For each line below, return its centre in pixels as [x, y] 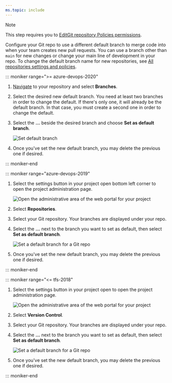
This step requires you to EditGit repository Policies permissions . [74, 34]
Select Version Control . [38, 315]
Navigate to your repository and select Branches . [65, 86]
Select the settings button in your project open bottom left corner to [84, 184]
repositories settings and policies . [41, 66]
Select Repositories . [34, 209]
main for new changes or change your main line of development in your [80, 56]
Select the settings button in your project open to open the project [83, 289]
